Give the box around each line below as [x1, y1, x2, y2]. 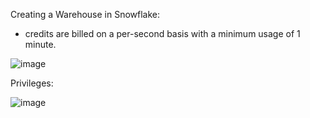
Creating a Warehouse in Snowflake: [10, 9, 161, 20]
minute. [24, 39, 57, 50]
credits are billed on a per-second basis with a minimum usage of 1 [24, 28, 301, 39]
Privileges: [10, 77, 54, 89]
